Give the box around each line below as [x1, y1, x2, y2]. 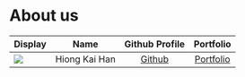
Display [13, 38, 47, 50]
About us [9, 5, 79, 26]
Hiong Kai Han [55, 53, 117, 65]
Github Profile [124, 38, 186, 50]
